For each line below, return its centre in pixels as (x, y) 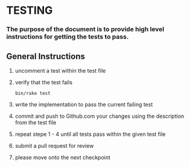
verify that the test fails (44, 82)
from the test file (36, 122)
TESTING (30, 11)
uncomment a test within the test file (60, 70)
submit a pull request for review (54, 145)
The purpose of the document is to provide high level (85, 29)
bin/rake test (33, 93)
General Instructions (46, 56)
